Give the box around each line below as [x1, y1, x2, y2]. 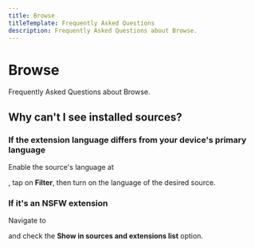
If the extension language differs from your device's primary [8, 134, 247, 145]
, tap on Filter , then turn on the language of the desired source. [8, 178, 216, 187]
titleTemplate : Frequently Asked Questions [8, 19, 155, 27]
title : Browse [8, 11, 56, 20]
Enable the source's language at [8, 163, 114, 171]
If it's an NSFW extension [8, 197, 108, 208]
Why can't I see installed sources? [8, 110, 182, 124]
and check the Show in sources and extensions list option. [8, 231, 203, 241]
